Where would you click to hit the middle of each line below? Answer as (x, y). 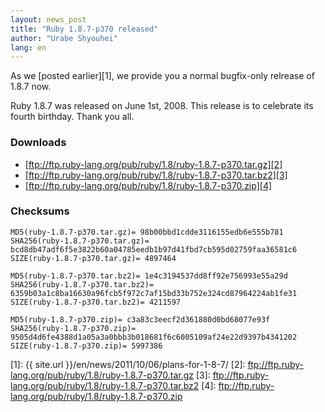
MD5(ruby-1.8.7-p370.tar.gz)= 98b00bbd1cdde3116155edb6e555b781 (147, 232)
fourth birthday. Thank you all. (72, 117)
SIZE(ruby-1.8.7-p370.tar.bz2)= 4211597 (96, 302)
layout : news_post (48, 19)
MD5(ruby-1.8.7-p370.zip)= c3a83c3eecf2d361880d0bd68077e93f (140, 319)
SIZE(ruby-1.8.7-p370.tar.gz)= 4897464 (93, 258)
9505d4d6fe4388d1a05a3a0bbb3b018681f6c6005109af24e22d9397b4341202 (154, 337)
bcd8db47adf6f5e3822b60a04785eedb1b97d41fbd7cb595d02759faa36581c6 (154, 249)
